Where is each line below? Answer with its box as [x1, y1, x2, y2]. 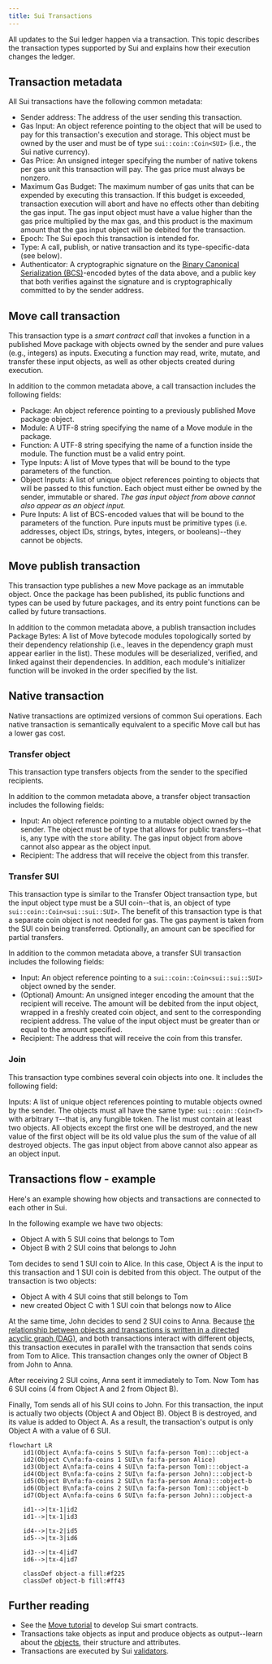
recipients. [8, 775, 44, 786]
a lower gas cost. [8, 728, 67, 738]
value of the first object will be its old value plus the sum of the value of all [8, 1131, 257, 1141]
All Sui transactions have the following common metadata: [8, 97, 203, 107]
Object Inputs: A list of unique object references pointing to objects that [19, 475, 260, 485]
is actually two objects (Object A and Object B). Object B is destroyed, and [8, 1408, 257, 1418]
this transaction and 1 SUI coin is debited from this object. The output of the [8, 1267, 261, 1277]
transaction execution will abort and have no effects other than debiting [19, 199, 260, 209]
